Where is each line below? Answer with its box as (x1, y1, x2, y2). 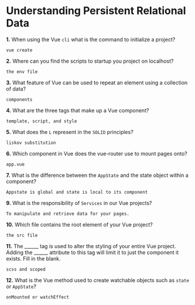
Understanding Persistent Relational (6, 4, 186, 18)
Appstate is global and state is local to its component (6, 189, 148, 195)
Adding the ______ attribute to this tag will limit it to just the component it (6, 249, 179, 256)
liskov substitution (6, 139, 57, 146)
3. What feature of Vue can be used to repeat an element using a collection (6, 79, 188, 86)
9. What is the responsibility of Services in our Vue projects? (6, 199, 152, 206)
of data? (6, 85, 26, 92)
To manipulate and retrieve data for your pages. (6, 211, 130, 217)
